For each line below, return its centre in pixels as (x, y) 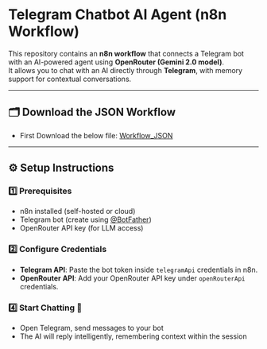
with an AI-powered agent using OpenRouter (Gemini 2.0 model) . (116, 62)
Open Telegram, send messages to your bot (92, 328)
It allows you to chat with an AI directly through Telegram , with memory (126, 70)
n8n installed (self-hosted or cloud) (77, 211)
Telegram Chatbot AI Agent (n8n (118, 15)
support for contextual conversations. (70, 79)
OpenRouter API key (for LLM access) (81, 228)
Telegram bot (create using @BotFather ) (86, 219)
